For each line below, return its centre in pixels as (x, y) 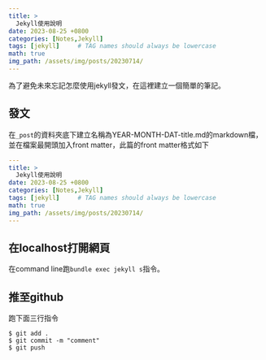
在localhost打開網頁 (59, 247)
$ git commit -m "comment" (54, 341)
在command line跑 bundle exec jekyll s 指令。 (86, 269)
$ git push (27, 348)
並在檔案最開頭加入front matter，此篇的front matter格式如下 (109, 145)
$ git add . (28, 334)
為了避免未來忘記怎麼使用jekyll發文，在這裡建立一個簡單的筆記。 (117, 85)
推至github (36, 297)
